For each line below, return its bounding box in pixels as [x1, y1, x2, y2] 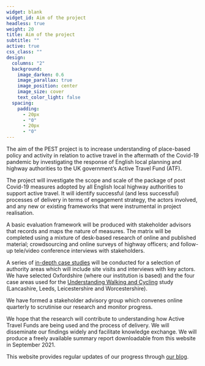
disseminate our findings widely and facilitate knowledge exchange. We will [6, 328, 197, 335]
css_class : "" [6, 49, 43, 55]
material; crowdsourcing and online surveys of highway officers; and [6, 241, 179, 248]
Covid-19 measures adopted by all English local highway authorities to [6, 183, 184, 190]
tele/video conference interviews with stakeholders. [14, 247, 145, 254]
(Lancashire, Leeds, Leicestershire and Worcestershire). [6, 285, 148, 292]
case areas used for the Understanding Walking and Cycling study [6, 278, 174, 285]
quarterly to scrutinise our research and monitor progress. [6, 304, 153, 310]
